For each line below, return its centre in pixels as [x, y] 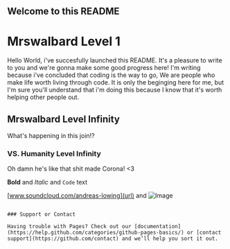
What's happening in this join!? [51, 136]
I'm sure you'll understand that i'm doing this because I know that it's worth [115, 90]
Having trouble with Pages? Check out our [69, 227]
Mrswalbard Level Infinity [63, 119]
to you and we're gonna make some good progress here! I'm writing [104, 68]
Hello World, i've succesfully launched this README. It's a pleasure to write [115, 60]
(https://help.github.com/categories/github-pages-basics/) [96, 233]
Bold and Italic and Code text [47, 182]
